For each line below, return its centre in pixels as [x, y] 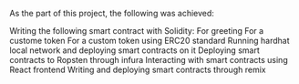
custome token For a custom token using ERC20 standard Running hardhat [149, 41]
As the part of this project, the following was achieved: [112, 13]
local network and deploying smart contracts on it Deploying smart [134, 50]
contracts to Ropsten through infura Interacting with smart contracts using [149, 60]
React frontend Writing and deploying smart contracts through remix [138, 69]
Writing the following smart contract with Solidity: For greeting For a [137, 31]
